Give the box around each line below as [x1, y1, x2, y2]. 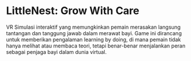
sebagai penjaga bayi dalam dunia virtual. [6, 48, 107, 55]
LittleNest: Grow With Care [6, 4, 140, 18]
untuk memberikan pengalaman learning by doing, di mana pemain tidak [6, 36, 181, 43]
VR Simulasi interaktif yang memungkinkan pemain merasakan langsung [6, 23, 181, 30]
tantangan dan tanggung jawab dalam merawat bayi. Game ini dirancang [6, 29, 182, 36]
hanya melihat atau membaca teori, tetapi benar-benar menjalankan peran [6, 42, 186, 49]
